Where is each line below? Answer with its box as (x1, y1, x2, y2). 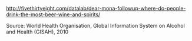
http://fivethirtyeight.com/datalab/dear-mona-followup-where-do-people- (6, 5, 186, 12)
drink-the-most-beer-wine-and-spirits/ (6, 11, 101, 18)
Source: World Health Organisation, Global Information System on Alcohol (6, 23, 186, 29)
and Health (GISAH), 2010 (6, 28, 69, 35)
